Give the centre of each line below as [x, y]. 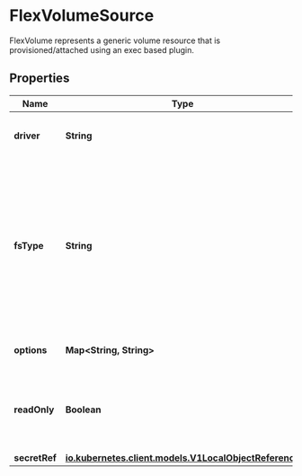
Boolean [83, 410]
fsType [29, 245]
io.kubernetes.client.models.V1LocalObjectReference [182, 457]
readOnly [34, 410]
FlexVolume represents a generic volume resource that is [115, 40]
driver [27, 136]
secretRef [35, 457]
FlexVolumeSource [82, 16]
